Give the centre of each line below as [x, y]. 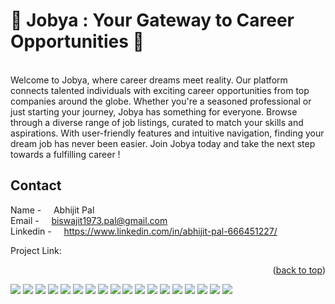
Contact [36, 185]
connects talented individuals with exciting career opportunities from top [160, 90]
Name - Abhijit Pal [52, 210]
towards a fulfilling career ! [65, 154]
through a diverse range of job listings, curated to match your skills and [157, 122]
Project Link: [36, 250]
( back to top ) [299, 270]
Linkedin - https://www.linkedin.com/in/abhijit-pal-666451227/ [144, 231]
